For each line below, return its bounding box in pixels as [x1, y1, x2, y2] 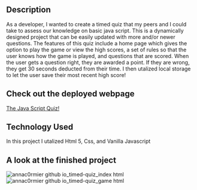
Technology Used [6, 122, 74, 132]
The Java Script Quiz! [6, 105, 60, 112]
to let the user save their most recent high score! [6, 71, 126, 78]
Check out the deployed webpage [6, 89, 135, 99]
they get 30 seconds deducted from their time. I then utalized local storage [6, 65, 191, 72]
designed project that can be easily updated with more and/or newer [6, 33, 175, 41]
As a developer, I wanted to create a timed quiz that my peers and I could [6, 20, 187, 27]
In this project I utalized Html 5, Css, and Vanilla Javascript [6, 137, 151, 145]
